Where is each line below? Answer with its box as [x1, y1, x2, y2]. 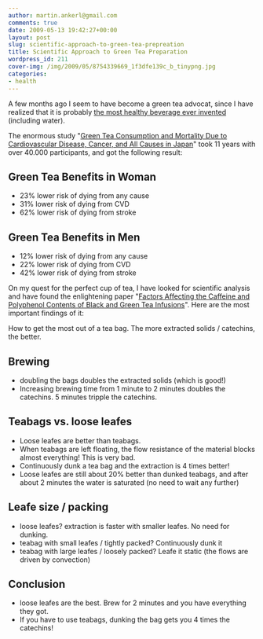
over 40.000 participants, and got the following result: [8, 147, 183, 157]
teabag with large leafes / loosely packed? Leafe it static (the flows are [19, 546, 249, 556]
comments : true [8, 19, 58, 27]
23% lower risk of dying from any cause [19, 191, 150, 200]
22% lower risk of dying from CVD [19, 260, 131, 270]
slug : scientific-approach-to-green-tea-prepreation [8, 41, 184, 49]
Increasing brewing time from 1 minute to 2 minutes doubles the [19, 384, 226, 393]
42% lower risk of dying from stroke [19, 268, 137, 277]
